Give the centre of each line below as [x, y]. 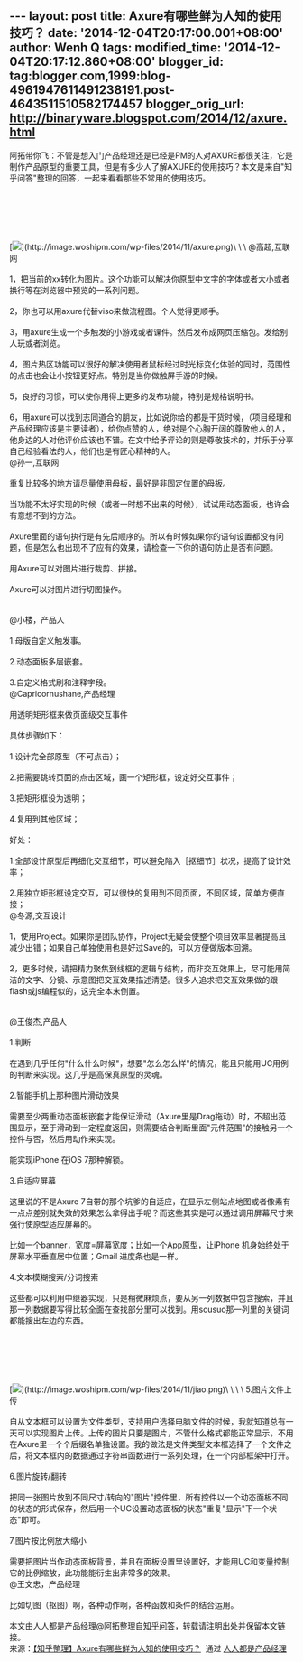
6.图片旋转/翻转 [38, 1476]
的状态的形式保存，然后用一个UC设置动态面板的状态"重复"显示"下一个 [139, 1508]
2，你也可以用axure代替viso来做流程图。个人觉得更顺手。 [117, 311]
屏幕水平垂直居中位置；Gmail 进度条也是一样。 [96, 1256]
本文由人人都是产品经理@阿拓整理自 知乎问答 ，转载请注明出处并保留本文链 [147, 1625]
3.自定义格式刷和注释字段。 [60, 682]
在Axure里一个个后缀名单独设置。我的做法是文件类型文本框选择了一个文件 [147, 1444]
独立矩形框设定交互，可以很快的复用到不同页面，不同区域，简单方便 [151, 893]
